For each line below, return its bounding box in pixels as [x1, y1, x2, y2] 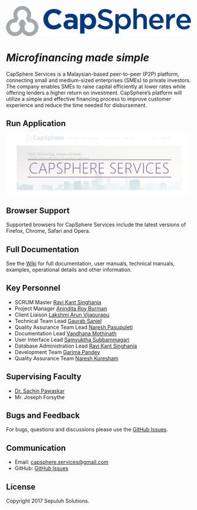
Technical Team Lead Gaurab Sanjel [14, 317, 102, 324]
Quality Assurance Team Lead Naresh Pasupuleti [14, 324, 133, 331]
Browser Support [6, 205, 70, 216]
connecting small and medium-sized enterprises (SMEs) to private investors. [6, 76, 191, 84]
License [6, 482, 36, 492]
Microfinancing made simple [6, 51, 150, 64]
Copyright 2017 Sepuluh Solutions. [6, 498, 90, 505]
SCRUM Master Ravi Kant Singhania [14, 298, 101, 305]
